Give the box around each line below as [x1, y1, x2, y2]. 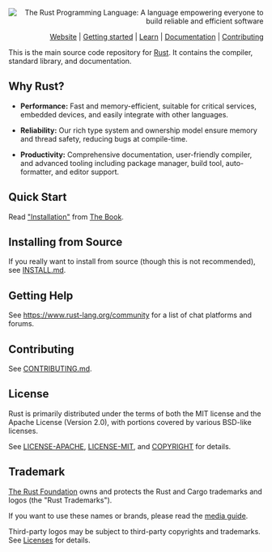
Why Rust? [8, 79, 65, 93]
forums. [8, 319, 35, 329]
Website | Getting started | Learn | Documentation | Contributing [49, 32, 264, 41]
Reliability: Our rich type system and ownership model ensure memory [19, 125, 257, 135]
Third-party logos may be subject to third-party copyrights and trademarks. [8, 526, 261, 536]
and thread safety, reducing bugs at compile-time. [19, 134, 188, 143]
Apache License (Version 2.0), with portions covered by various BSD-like [8, 417, 253, 427]
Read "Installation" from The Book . [8, 211, 124, 222]
